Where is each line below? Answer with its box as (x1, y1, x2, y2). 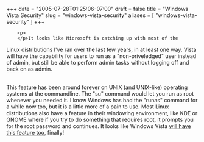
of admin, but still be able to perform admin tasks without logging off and (6, 59, 189, 66)
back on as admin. (6, 65, 53, 73)
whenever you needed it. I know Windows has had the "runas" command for (6, 97, 198, 104)
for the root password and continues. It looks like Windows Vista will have (6, 122, 191, 130)
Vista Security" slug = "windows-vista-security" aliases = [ (6, 12, 154, 19)
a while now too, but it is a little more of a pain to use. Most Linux (6, 103, 169, 110)
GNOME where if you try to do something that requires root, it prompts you (6, 116, 194, 123)
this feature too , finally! (6, 129, 65, 136)
